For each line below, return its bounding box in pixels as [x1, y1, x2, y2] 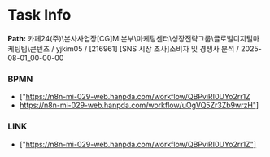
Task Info [7, 6, 72, 24]
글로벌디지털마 [213, 33, 260, 43]
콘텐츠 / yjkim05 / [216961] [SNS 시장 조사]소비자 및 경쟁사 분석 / [29, 43, 239, 54]
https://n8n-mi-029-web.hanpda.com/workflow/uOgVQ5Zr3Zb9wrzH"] [19, 100, 259, 111]
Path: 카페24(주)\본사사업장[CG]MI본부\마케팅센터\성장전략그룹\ [7, 33, 215, 43]
